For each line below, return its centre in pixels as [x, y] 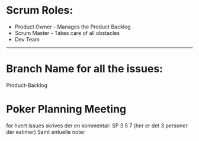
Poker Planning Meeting [66, 109]
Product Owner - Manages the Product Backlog [73, 27]
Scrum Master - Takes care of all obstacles [67, 33]
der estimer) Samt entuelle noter [46, 132]
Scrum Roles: [40, 10]
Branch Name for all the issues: [85, 69]
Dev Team [27, 39]
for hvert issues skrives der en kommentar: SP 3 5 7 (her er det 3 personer [97, 126]
